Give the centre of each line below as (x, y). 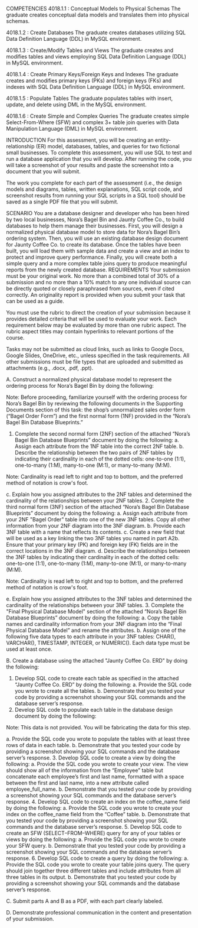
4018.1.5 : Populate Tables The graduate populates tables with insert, (90, 98)
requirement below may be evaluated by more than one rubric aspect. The (96, 325)
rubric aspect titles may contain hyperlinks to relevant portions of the (90, 331)
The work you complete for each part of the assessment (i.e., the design (94, 183)
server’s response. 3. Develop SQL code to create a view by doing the (91, 758)
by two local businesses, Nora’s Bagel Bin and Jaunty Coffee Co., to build (95, 219)
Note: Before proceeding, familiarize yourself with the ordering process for (97, 397)
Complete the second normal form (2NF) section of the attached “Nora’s (102, 434)
